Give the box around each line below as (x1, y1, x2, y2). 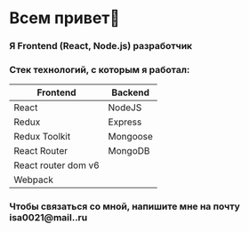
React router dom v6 (13, 159, 100, 172)
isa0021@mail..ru (9, 212, 88, 224)
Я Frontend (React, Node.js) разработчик (9, 40, 193, 52)
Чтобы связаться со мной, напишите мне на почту (9, 200, 240, 212)
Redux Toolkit (13, 131, 71, 143)
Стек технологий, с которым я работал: (9, 64, 190, 76)
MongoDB (108, 145, 150, 157)
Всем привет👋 (9, 8, 120, 28)
